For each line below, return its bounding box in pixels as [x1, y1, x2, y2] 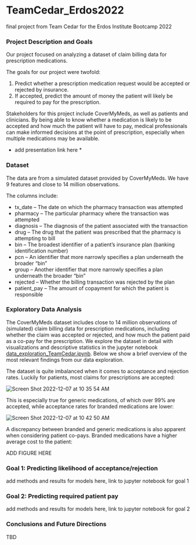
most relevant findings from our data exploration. [6, 356, 124, 363]
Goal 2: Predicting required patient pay [6, 492, 119, 500]
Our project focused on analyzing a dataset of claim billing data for [6, 51, 167, 58]
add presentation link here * [14, 146, 82, 153]
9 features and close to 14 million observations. [6, 180, 120, 188]
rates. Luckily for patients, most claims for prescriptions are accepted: [6, 374, 176, 381]
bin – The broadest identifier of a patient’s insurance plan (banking [14, 241, 175, 248]
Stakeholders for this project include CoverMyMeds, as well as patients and [6, 110, 188, 117]
